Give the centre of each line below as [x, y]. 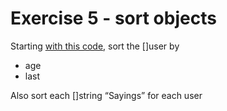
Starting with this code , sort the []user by [95, 46]
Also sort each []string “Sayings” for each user [106, 95]
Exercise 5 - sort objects [113, 18]
